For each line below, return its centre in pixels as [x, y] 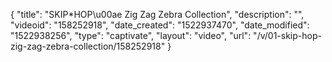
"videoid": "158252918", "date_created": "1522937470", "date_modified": [160, 25]
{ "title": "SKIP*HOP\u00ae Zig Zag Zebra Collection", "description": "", [157, 14]
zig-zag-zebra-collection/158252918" [88, 46]
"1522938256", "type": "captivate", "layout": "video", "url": [131, 35]
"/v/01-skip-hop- [287, 35]
